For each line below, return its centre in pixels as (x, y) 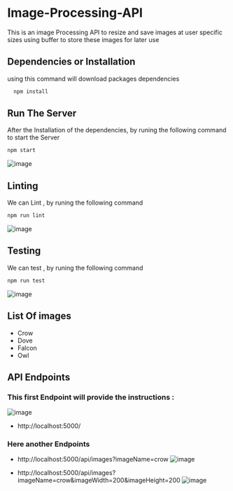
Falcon (27, 347)
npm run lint (26, 216)
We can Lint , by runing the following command (75, 203)
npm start (22, 151)
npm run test (26, 281)
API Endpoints (39, 377)
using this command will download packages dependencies (93, 78)
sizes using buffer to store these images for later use (83, 39)
